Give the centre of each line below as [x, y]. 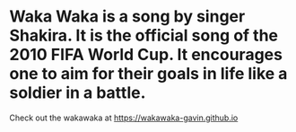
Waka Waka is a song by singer [127, 17]
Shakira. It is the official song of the [144, 35]
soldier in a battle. [78, 93]
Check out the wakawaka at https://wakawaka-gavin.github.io [124, 118]
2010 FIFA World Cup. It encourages [146, 55]
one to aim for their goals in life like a [148, 74]
